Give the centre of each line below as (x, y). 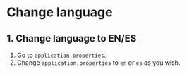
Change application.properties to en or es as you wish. (98, 63)
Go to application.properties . (61, 55)
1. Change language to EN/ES (72, 38)
